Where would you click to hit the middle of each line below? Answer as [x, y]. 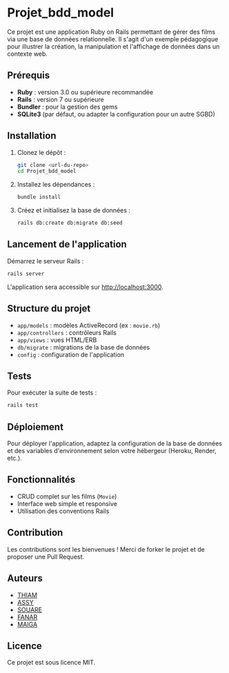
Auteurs [25, 578]
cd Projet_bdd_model [47, 171]
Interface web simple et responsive [67, 503]
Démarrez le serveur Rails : [46, 261]
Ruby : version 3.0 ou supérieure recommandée [85, 92]
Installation [32, 136]
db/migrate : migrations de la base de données [83, 347]
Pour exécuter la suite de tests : [52, 393]
